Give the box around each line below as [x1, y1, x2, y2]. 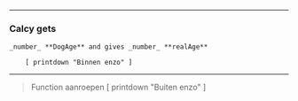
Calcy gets [9, 22, 57, 35]
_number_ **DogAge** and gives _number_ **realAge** [9, 43, 208, 51]
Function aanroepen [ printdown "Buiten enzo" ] [30, 82, 207, 93]
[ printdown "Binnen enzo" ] [25, 58, 133, 67]
